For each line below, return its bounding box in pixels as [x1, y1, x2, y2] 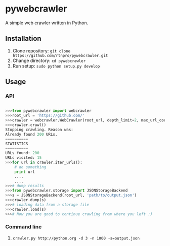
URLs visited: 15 [5, 155, 42, 160]
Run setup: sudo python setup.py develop [12, 63, 100, 69]
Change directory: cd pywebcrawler [12, 57, 86, 64]
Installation [5, 34, 41, 43]
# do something [14, 164, 47, 169]
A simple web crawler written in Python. [5, 20, 89, 26]
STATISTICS [5, 141, 28, 146]
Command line [5, 223, 42, 230]
